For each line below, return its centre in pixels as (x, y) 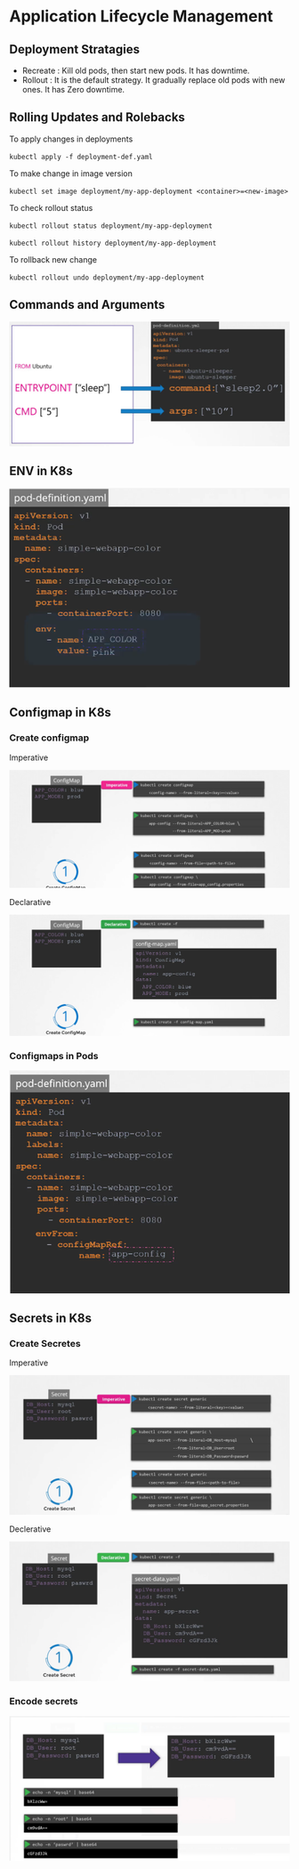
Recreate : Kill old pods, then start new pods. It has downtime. (136, 70)
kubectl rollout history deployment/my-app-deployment (113, 243)
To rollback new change (53, 259)
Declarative (30, 902)
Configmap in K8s (60, 712)
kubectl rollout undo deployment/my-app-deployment (107, 278)
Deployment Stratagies (75, 49)
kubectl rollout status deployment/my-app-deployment (111, 226)
